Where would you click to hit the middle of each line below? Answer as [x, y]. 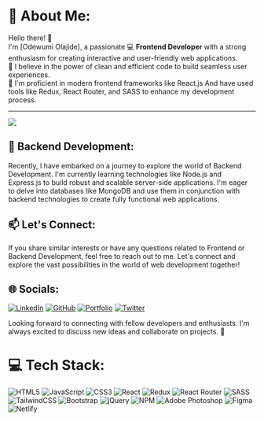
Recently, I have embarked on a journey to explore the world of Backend [125, 165]
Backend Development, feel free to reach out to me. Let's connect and [122, 256]
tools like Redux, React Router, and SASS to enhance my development [121, 91]
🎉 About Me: [49, 16]
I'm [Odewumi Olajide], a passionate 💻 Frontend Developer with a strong [127, 46]
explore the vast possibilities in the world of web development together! [124, 264]
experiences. [29, 75]
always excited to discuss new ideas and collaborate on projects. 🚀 [117, 332]
